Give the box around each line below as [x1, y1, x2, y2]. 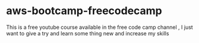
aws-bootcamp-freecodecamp [6, 4, 162, 18]
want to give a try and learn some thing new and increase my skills [6, 29, 169, 37]
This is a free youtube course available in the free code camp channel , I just [6, 24, 193, 31]
